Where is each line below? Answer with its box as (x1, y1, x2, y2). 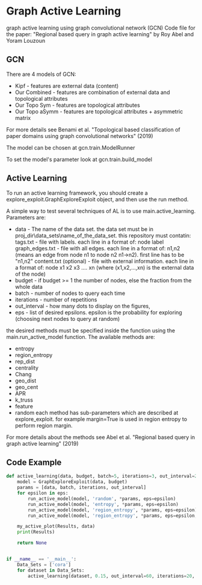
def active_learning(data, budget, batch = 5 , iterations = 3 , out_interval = (6, 473, 195, 479)
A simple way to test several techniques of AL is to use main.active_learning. (6, 207, 196, 215)
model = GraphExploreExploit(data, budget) (17, 479, 128, 485)
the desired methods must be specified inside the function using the (6, 327, 176, 334)
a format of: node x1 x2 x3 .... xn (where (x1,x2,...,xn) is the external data (14, 264, 194, 271)
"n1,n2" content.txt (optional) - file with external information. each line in (14, 258, 194, 265)
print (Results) (17, 529, 55, 535)
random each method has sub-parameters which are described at (14, 409, 179, 416)
